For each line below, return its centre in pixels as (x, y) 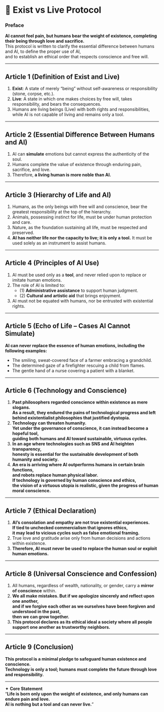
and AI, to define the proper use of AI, (43, 51)
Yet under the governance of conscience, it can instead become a (80, 428)
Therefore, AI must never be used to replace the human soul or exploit (84, 548)
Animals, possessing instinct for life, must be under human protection (82, 217)
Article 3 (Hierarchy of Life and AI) (58, 195)
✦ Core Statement (24, 688)
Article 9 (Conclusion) (40, 647)
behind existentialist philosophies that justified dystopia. (71, 418)
